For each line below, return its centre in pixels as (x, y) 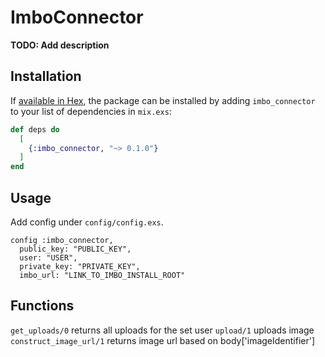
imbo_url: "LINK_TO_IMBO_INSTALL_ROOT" (102, 275)
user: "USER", (48, 257)
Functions (42, 306)
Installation (46, 76)
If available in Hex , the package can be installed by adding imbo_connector (163, 100)
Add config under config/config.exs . (87, 222)
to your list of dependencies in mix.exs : (91, 111)
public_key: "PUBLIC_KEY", (75, 249)
